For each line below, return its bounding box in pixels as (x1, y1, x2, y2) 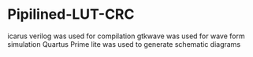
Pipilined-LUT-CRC (7, 5, 135, 23)
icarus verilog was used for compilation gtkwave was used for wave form (7, 31, 245, 41)
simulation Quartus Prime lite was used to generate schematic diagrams (7, 39, 241, 48)
